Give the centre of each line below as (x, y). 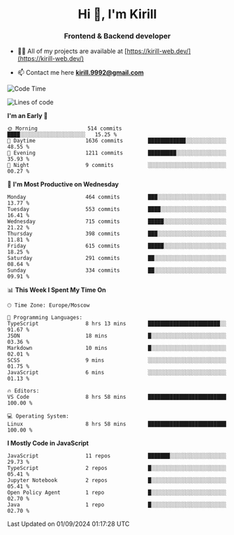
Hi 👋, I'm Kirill (117, 14)
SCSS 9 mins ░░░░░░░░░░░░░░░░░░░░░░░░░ (117, 360)
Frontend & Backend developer (117, 36)
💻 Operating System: (38, 416)
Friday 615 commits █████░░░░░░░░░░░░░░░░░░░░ (117, 246)
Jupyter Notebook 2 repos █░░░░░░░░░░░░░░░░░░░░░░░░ (117, 481)
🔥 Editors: (23, 391)
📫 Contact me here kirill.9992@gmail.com (81, 73)
